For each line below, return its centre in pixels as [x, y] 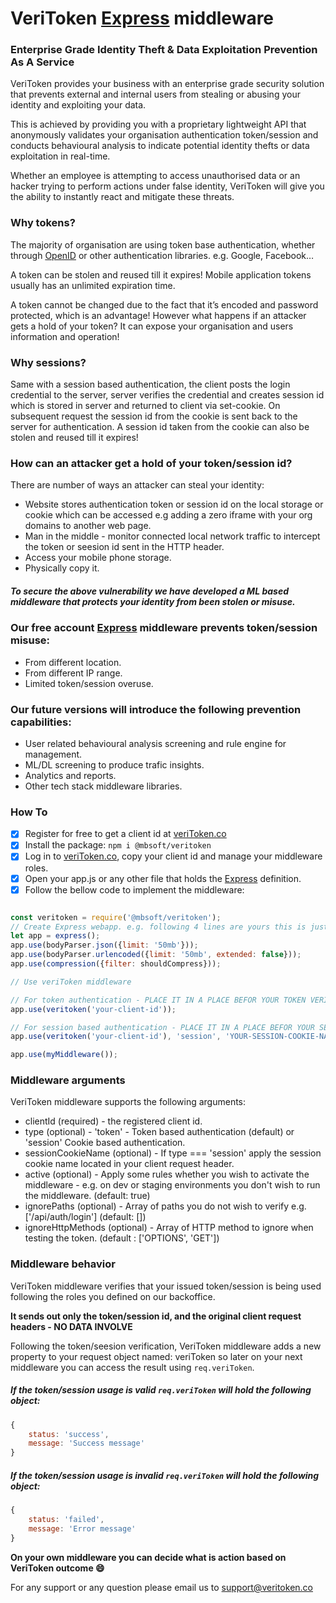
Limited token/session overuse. [89, 683]
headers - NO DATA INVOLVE [71, 1326]
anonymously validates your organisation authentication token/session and [164, 135]
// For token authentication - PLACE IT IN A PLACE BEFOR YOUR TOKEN [158, 1000]
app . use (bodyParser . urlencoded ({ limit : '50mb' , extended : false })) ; [156, 955]
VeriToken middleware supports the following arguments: [128, 1102]
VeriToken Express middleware [142, 18]
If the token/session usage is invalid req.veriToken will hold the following [165, 1475]
